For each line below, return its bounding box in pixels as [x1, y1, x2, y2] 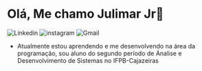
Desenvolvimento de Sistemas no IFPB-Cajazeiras [16, 56, 159, 64]
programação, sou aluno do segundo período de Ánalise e [16, 49, 182, 57]
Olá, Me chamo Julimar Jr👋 [7, 6, 164, 22]
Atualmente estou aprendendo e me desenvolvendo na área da [16, 42, 196, 50]
